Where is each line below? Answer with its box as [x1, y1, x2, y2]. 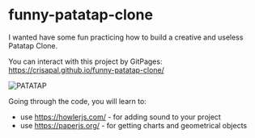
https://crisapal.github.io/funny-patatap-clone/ [8, 65, 164, 74]
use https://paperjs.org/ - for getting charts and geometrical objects [19, 120, 248, 130]
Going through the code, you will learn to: [8, 96, 147, 106]
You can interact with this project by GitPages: [8, 56, 163, 66]
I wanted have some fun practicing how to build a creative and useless [8, 32, 244, 42]
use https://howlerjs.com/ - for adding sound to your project [19, 111, 221, 122]
